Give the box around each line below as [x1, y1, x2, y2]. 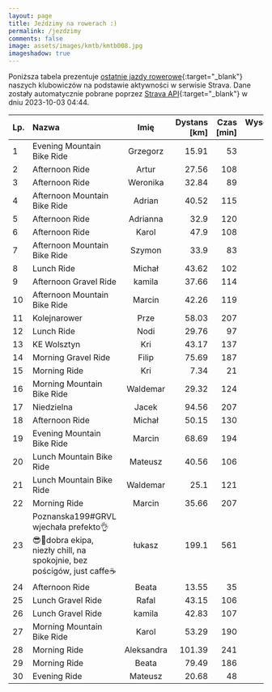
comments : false [8, 34, 63, 43]
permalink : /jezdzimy [8, 27, 82, 35]
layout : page [8, 11, 53, 20]
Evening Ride [32, 671, 83, 681]
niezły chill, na [32, 545, 87, 555]
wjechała [32, 521, 67, 533]
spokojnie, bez [32, 555, 88, 566]
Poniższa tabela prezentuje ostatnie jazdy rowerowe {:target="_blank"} [8, 72, 243, 81]
